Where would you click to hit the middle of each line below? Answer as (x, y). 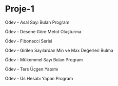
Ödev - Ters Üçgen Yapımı (32, 69)
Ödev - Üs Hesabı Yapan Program (39, 78)
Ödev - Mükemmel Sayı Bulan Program (44, 59)
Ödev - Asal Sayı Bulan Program (37, 22)
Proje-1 (20, 9)
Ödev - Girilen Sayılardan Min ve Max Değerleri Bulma (59, 50)
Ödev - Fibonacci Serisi (29, 41)
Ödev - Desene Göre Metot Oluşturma (43, 31)
